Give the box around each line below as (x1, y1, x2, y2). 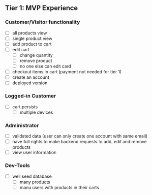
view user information (12, 150, 57, 156)
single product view (12, 35, 53, 41)
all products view (12, 30, 47, 36)
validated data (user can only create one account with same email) (12, 133, 148, 139)
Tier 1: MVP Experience (5, 4, 78, 12)
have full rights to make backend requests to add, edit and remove (12, 139, 147, 145)
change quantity (19, 52, 53, 58)
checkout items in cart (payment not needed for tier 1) (12, 69, 122, 75)
